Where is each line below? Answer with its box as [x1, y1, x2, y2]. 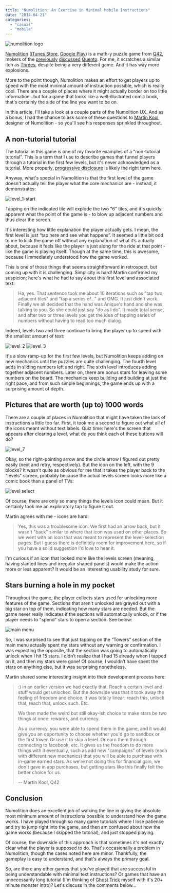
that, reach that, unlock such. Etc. [17, 700, 89, 706]
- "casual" [10, 22, 33, 27]
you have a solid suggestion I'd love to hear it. [17, 545, 116, 551]
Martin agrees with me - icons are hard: [5, 513, 89, 520]
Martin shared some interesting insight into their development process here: [5, 673, 166, 680]
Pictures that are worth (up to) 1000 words [5, 401, 144, 409]
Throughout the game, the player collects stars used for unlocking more [5, 595, 158, 601]
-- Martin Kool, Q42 [17, 779, 60, 785]
